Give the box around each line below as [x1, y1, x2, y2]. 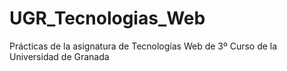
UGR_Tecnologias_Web [9, 7, 206, 30]
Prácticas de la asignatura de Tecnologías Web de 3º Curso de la [9, 40, 278, 52]
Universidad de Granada [9, 50, 110, 62]
